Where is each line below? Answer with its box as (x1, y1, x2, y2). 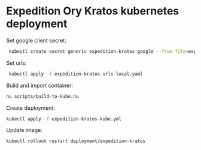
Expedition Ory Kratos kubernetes (6, 4, 179, 18)
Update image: (6, 127, 43, 134)
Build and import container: (6, 82, 74, 89)
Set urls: (6, 59, 27, 67)
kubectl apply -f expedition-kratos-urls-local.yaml (8, 71, 144, 77)
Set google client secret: (6, 37, 67, 44)
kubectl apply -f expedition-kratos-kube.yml (6, 116, 121, 122)
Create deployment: (6, 104, 55, 112)
